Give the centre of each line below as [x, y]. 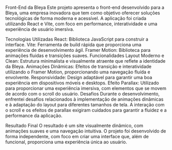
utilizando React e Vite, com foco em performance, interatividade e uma [81, 24]
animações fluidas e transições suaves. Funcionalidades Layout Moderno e [85, 55]
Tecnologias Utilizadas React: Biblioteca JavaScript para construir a [77, 39]
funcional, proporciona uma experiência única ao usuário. [66, 142]
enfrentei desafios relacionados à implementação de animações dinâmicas [84, 99]
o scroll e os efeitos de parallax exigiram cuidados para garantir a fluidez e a [86, 110]
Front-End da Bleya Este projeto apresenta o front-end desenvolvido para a [85, 7]
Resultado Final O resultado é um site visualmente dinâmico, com [74, 126]
